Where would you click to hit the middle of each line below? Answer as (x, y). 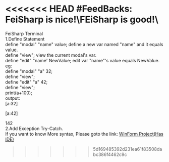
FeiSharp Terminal (24, 33)
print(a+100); (19, 93)
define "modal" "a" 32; (29, 71)
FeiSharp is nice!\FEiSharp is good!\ (82, 19)
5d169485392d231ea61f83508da (128, 149)
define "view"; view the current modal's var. (51, 55)
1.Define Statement (25, 39)
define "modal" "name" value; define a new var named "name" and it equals (84, 44)
